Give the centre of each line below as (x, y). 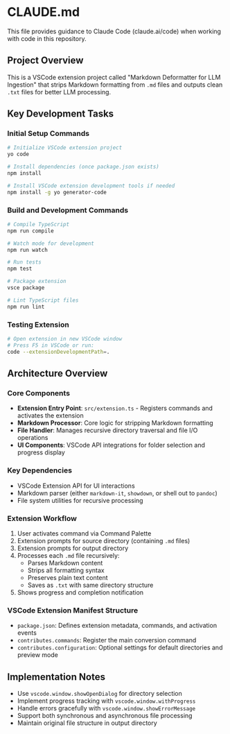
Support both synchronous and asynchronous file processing (105, 716)
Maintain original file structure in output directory (87, 723)
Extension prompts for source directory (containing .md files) (104, 540)
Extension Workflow (42, 518)
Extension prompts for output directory (73, 548)
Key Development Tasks (61, 114)
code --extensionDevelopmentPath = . (59, 352)
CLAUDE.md (44, 12)
